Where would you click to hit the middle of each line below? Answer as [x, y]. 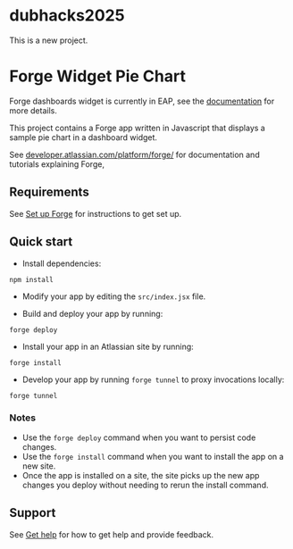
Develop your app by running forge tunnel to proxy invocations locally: [153, 379]
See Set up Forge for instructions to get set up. [96, 213]
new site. [39, 466]
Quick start [41, 242]
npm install [31, 279]
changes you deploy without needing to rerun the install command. [145, 485]
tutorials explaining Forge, [57, 164]
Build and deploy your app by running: [92, 313]
